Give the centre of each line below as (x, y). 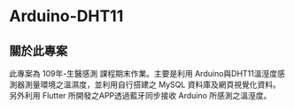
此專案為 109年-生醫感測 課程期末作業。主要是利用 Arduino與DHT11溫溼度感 (147, 73)
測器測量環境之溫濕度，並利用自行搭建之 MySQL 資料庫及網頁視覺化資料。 (145, 84)
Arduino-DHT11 (66, 16)
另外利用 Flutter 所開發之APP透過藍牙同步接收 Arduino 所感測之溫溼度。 (140, 95)
